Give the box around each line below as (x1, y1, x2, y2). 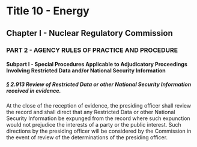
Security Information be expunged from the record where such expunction (6, 115, 190, 122)
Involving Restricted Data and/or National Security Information (6, 67, 166, 74)
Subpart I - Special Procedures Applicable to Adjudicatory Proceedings (6, 61, 188, 68)
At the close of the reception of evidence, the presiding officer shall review (6, 102, 191, 109)
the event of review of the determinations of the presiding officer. (6, 134, 168, 141)
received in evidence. (6, 87, 61, 94)
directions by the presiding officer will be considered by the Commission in (6, 127, 192, 135)
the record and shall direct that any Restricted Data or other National (6, 109, 175, 116)
